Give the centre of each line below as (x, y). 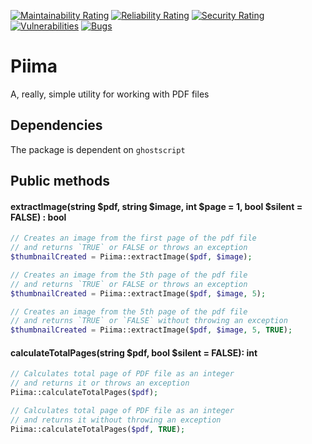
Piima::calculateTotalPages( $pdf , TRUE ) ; (98, 429)
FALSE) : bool (38, 217)
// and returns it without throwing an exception (116, 420)
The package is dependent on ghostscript (98, 149)
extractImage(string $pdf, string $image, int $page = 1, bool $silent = (156, 206)
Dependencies (56, 125)
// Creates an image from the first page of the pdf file (133, 238)
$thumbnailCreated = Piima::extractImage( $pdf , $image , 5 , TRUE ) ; (151, 330)
